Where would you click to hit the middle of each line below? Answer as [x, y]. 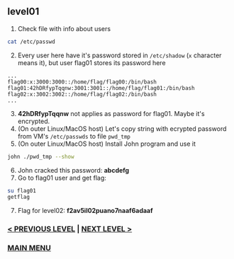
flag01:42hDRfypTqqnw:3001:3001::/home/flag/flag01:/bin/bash [101, 88]
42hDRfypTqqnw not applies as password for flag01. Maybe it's [111, 113]
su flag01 [22, 190]
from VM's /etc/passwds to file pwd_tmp [74, 136]
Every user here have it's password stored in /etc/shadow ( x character [119, 55]
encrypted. [34, 121]
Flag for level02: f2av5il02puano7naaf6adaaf [85, 211]
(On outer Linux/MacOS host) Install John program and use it [107, 144]
